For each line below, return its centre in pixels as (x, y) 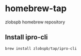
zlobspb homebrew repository (35, 22)
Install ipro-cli (26, 37)
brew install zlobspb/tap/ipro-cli (41, 48)
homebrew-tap (36, 9)
